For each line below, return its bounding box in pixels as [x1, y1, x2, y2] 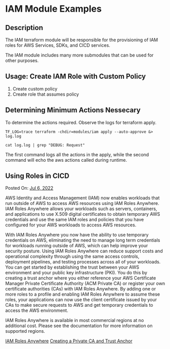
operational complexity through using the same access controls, [5, 253, 140, 259]
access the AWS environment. [5, 307, 69, 313]
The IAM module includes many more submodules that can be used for [5, 52, 154, 58]
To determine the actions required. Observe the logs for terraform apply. [5, 119, 156, 125]
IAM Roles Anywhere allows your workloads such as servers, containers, [5, 206, 157, 212]
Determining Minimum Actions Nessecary [5, 106, 141, 114]
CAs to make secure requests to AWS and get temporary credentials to [5, 302, 153, 308]
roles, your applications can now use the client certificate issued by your [5, 297, 157, 303]
